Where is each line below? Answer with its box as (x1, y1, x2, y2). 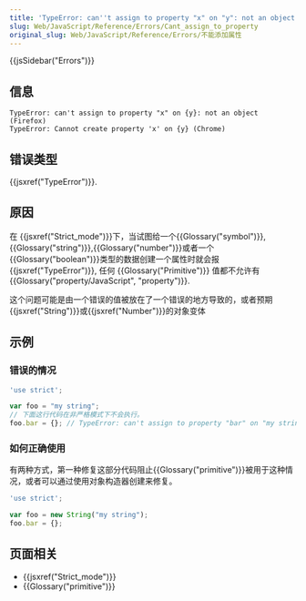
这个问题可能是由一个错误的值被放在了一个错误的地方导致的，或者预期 (9, 293, 273, 305)
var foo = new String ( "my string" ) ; (9, 511, 148, 520)
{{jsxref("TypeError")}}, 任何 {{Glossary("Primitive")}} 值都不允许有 (9, 265, 260, 276)
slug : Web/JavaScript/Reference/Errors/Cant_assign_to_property (9, 22, 259, 31)
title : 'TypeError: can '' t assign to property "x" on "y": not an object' (9, 13, 300, 23)
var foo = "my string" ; (9, 402, 100, 411)
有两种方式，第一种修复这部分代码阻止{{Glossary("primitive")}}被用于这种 (9, 464, 285, 475)
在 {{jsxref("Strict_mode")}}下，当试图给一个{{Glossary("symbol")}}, (9, 230, 267, 241)
